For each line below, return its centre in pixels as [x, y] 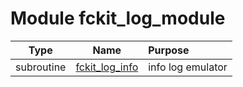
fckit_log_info [107, 67]
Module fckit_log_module [118, 18]
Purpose [169, 50]
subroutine [41, 67]
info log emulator [188, 67]
